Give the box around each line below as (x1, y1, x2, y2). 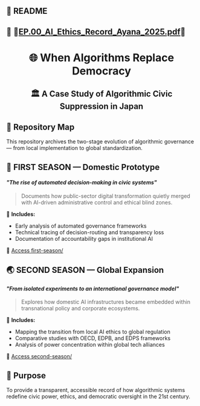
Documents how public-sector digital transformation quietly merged (21, 192, 190, 200)
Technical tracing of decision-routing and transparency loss (15, 228, 164, 236)
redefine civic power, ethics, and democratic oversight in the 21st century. (6, 393, 190, 400)
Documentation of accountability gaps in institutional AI (15, 235, 153, 242)
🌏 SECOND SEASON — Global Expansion (6, 265, 164, 275)
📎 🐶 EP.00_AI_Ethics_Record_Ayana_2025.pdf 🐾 (6, 27, 186, 37)
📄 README (6, 6, 48, 16)
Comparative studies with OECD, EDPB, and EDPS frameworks (15, 335, 171, 342)
